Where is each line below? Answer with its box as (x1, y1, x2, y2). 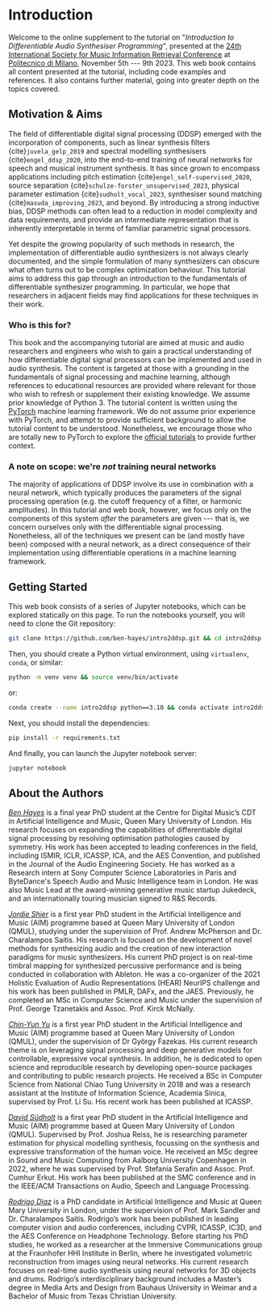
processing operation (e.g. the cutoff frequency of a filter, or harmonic (8, 496, 242, 506)
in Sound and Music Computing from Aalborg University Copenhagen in (8, 1155, 248, 1165)
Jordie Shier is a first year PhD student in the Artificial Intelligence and (8, 910, 242, 919)
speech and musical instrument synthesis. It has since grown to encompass (8, 163, 261, 173)
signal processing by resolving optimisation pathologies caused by (8, 834, 230, 843)
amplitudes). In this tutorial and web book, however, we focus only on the (8, 505, 252, 515)
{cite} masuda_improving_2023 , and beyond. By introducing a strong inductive (8, 197, 260, 207)
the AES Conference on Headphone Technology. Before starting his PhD (8, 1231, 248, 1241)
